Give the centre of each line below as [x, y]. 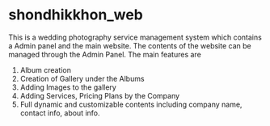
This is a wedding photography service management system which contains [135, 37]
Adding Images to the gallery [68, 87]
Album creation [45, 69]
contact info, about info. [60, 113]
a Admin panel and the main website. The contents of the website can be [130, 45]
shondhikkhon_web [76, 15]
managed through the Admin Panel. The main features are [105, 54]
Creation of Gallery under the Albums [82, 78]
